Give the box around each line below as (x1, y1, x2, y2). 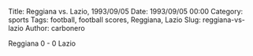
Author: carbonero (24, 24, 85, 32)
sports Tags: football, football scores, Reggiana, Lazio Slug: (8, 15, 201, 24)
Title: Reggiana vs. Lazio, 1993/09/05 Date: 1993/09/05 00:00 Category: (8, 7, 244, 16)
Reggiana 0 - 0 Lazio (8, 39, 76, 48)
